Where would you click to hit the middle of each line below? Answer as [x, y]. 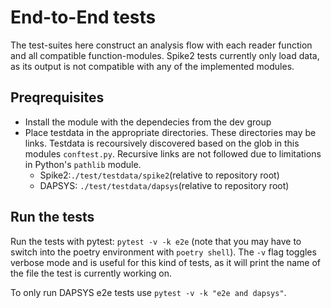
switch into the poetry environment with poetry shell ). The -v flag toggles [163, 252]
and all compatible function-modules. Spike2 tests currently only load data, [165, 55]
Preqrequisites [57, 97]
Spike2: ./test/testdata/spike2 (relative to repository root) [159, 175]
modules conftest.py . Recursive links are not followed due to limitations [173, 153]
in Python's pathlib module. [83, 164]
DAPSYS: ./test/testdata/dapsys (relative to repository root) [164, 185]
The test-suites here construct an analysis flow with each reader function [161, 45]
